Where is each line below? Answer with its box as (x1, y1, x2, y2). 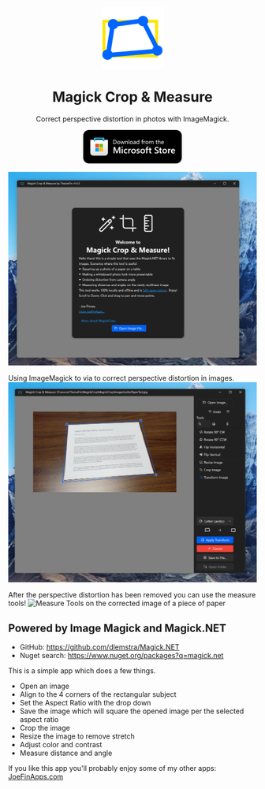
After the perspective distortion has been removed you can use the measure (8, 590, 256, 600)
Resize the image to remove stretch (19, 731, 136, 741)
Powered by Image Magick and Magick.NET (8, 621, 227, 635)
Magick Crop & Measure (52, 88, 213, 106)
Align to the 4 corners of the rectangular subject (19, 690, 177, 699)
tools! (8, 598, 27, 608)
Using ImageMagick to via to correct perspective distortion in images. (8, 374, 235, 383)
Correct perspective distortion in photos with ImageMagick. (35, 114, 230, 124)
